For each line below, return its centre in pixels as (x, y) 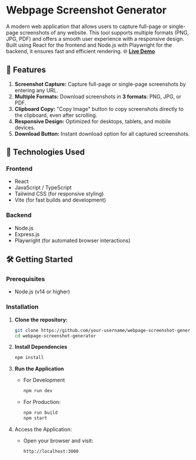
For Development (44, 380)
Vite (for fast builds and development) (60, 200)
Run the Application (39, 369)
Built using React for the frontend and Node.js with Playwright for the (89, 45)
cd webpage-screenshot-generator (55, 336)
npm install (29, 358)
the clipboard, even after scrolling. (56, 115)
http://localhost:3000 (51, 451)
